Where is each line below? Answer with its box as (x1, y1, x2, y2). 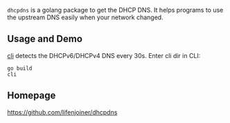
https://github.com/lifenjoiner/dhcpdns (7, 108, 118, 116)
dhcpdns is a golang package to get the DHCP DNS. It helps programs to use (7, 6, 224, 14)
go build (7, 65, 33, 72)
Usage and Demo (7, 33, 83, 45)
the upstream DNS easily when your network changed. (7, 13, 164, 21)
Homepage (7, 90, 56, 102)
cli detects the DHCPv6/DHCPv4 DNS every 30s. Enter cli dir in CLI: (7, 51, 201, 59)
